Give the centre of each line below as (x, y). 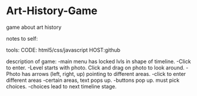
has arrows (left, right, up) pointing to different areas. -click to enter (104, 74)
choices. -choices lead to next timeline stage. (61, 86)
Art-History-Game (52, 11)
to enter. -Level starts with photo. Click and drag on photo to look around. (95, 67)
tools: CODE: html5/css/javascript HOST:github (63, 50)
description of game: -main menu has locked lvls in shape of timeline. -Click (98, 61)
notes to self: (22, 38)
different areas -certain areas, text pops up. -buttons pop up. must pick (93, 80)
